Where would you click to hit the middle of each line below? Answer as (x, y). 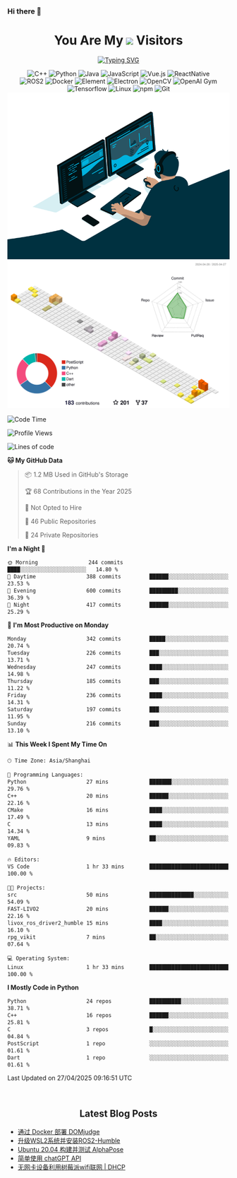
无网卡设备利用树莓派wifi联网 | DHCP (71, 1167)
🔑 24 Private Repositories (61, 535)
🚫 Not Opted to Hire (53, 508)
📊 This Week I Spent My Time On (57, 744)
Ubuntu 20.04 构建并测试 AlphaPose (71, 1149)
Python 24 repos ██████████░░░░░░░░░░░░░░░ (118, 1001)
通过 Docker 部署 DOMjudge (59, 1131)
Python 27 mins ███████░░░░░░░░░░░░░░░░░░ (118, 782)
